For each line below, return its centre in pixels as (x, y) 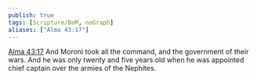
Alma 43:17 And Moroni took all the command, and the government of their (128, 52)
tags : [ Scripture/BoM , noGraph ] (61, 23)
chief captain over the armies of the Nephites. (82, 68)
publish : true (31, 15)
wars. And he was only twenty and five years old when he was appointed (126, 60)
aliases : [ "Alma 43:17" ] (49, 30)
